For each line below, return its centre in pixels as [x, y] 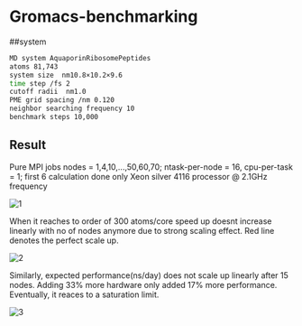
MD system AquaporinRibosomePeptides [80, 58]
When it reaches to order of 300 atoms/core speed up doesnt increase [141, 221]
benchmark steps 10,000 [54, 117]
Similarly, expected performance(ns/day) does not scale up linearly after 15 [149, 275]
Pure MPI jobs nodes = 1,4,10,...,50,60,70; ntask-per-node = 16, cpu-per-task [151, 167]
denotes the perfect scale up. [64, 240]
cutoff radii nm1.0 [48, 92]
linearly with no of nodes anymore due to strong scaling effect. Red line [142, 230]
